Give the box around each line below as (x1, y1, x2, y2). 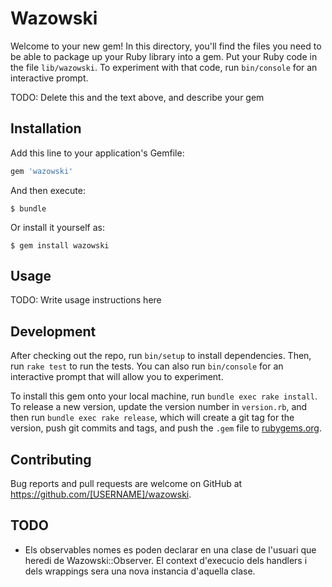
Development (10, 323, 97, 340)
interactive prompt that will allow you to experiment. (10, 371, 224, 383)
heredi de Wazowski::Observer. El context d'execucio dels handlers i (24, 554, 308, 566)
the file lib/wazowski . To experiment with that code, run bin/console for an (10, 61, 318, 73)
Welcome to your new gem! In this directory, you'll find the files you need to (10, 40, 322, 52)
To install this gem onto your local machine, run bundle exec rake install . (10, 390, 318, 402)
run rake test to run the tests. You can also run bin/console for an (10, 360, 284, 372)
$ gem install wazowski (10, 240, 110, 251)
